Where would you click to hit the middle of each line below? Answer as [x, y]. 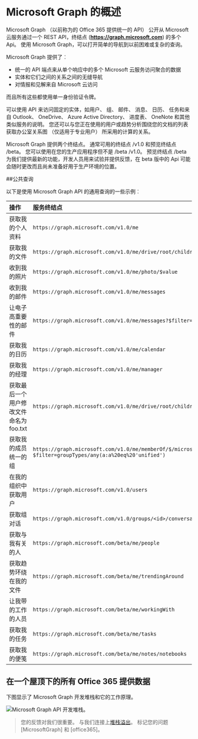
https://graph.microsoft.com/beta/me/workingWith [104, 609]
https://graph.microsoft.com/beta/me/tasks [95, 634]
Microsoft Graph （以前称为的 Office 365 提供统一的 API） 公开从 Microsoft [98, 30]
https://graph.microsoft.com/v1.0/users [90, 490]
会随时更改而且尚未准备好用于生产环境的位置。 [63, 166]
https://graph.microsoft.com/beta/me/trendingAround [108, 576]
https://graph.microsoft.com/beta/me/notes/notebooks [110, 654]
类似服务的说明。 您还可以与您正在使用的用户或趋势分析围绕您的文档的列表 [97, 124]
